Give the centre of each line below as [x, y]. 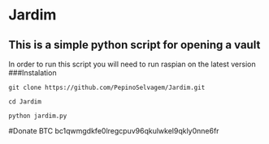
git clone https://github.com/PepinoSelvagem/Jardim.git [107, 87]
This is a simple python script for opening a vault [134, 45]
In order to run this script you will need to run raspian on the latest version [132, 64]
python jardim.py [38, 116]
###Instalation [33, 73]
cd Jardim [25, 102]
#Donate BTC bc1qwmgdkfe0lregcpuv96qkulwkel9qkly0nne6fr [114, 131]
